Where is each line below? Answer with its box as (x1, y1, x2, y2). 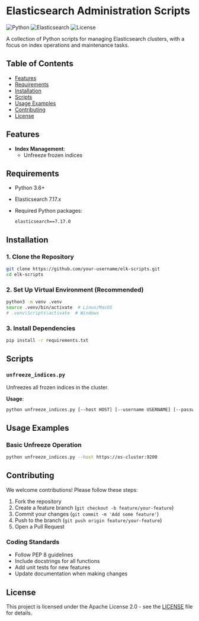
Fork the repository (14, 498, 62, 505)
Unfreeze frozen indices (23, 151, 83, 158)
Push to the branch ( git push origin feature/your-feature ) (14, 517, 162, 524)
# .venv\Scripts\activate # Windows (6, 310, 99, 316)
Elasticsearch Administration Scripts (6, 4, 191, 18)
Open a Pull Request (14, 523, 65, 530)
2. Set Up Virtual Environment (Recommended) (6, 286, 144, 294)
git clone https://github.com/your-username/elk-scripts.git (6, 266, 161, 272)
